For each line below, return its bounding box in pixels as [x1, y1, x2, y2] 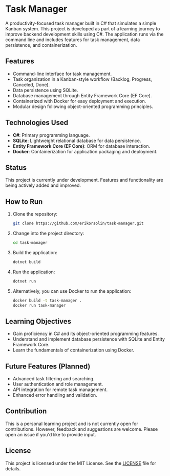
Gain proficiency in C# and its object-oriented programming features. [12, 330, 159, 337]
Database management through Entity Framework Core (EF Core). [12, 92, 152, 98]
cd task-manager [12, 240, 48, 245]
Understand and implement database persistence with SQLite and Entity [12, 336, 165, 342]
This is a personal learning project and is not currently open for [5, 420, 138, 427]
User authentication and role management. [12, 381, 103, 387]
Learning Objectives [5, 317, 72, 326]
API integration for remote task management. [12, 386, 108, 393]
